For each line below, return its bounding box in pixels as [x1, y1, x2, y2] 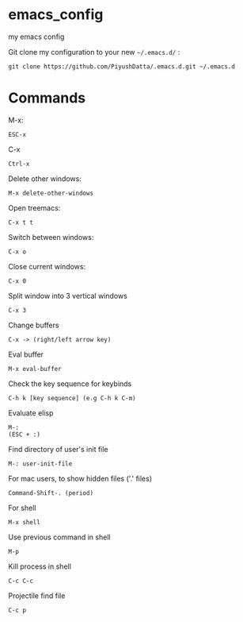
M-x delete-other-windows [8, 189, 93, 197]
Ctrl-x [8, 160, 30, 168]
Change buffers [8, 320, 59, 330]
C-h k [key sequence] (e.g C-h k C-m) [8, 394, 136, 402]
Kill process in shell [8, 562, 71, 571]
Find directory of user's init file [8, 444, 108, 454]
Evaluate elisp [8, 408, 54, 418]
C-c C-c [8, 577, 34, 585]
